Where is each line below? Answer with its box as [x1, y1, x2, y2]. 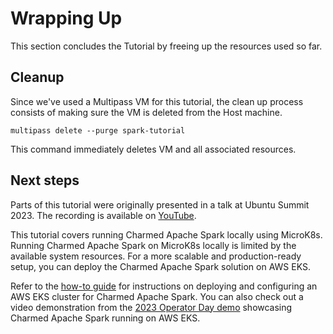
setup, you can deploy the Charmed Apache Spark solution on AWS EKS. [10, 260, 311, 272]
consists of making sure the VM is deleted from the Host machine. [10, 106, 283, 118]
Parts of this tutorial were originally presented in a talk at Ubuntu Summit [10, 198, 310, 211]
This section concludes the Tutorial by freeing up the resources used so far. [10, 40, 323, 52]
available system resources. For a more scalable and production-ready [10, 250, 302, 262]
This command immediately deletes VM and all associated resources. [10, 143, 297, 155]
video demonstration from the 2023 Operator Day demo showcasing [10, 301, 293, 313]
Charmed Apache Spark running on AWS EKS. [10, 312, 201, 324]
